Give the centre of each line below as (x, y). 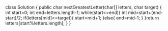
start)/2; (14, 18)
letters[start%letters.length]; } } (38, 23)
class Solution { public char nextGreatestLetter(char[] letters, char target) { (83, 7)
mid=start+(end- (145, 12)
